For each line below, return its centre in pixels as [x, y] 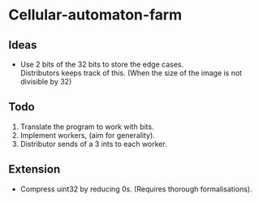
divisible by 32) [46, 82]
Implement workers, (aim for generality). [88, 135]
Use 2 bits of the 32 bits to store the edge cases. [102, 64]
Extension [35, 169]
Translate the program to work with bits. [87, 127]
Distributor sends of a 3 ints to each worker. [94, 144]
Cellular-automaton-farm [95, 15]
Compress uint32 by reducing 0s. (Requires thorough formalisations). [136, 189]
